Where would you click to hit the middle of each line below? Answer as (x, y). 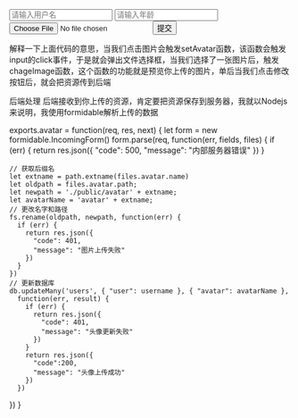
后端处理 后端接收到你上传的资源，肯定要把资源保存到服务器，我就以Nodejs (149, 101)
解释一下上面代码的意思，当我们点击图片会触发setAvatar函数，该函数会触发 (148, 49)
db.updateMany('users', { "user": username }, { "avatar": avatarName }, (149, 291)
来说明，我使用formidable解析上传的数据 (84, 112)
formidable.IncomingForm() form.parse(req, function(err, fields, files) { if (142, 139)
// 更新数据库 (32, 283)
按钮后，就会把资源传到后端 (60, 82)
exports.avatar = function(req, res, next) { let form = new (114, 130)
